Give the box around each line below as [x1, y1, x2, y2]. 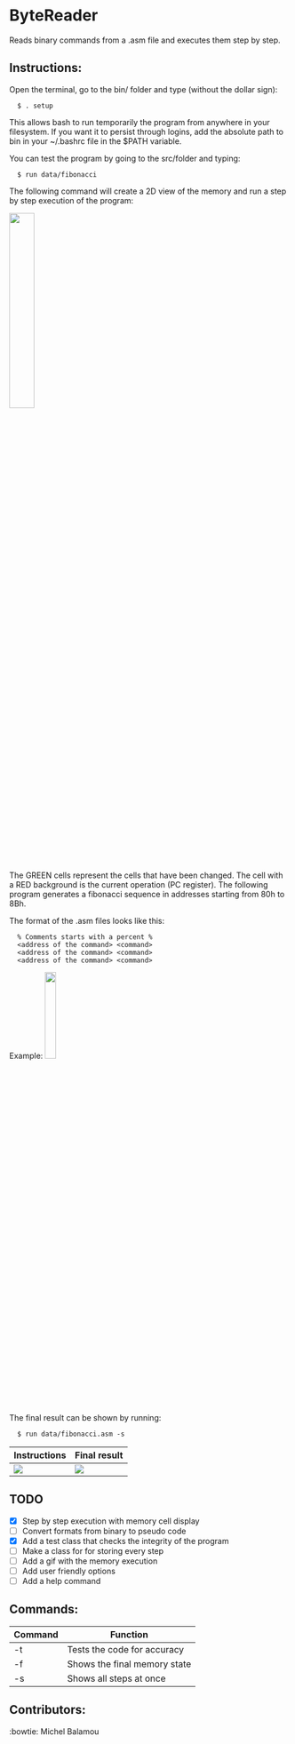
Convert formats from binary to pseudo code [21, 1525, 187, 1536]
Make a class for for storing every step [21, 1545, 164, 1556]
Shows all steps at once [67, 1672, 166, 1684]
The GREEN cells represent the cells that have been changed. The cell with [9, 870, 283, 880]
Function [109, 1628, 148, 1640]
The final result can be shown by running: [9, 1412, 162, 1422]
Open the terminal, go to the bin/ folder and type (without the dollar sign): [9, 84, 278, 94]
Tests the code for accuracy [67, 1643, 185, 1655]
